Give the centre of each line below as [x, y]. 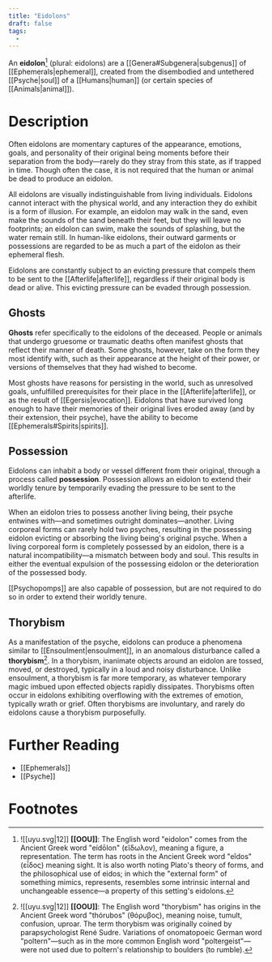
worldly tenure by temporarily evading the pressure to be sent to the [122, 488]
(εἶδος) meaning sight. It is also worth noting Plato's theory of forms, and [142, 865]
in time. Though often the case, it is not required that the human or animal [131, 170]
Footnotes [43, 809]
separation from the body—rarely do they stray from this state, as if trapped [135, 161]
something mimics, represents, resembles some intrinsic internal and [135, 882]
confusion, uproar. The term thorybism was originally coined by [126, 923]
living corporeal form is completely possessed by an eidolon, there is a [126, 547]
